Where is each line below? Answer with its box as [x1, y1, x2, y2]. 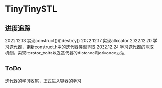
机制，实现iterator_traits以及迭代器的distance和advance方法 [5, 50, 125, 55]
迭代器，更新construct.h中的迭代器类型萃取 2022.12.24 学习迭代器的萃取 [9, 44, 154, 50]
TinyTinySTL [5, 3, 57, 15]
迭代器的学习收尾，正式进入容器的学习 [5, 78, 81, 84]
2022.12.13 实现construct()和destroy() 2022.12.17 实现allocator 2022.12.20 [5, 38, 152, 43]
